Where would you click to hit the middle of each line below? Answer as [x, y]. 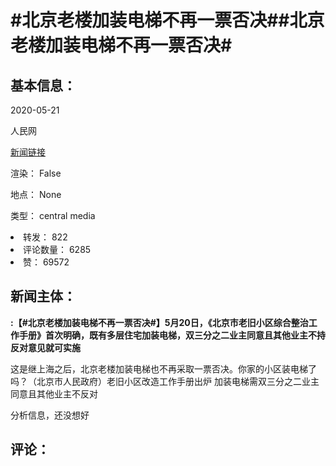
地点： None [36, 194]
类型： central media [53, 215]
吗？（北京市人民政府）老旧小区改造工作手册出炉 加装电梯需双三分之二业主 [165, 381]
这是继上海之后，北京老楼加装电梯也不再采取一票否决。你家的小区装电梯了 [163, 368]
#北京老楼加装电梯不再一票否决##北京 [167, 20]
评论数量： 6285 [57, 249]
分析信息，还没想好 [50, 415]
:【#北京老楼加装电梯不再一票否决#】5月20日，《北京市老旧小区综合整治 [159, 322]
